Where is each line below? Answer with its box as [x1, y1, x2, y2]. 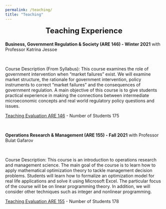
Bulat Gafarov [5, 137, 33, 143]
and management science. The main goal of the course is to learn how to [5, 162, 156, 168]
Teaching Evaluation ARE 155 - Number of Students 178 [5, 198, 119, 204]
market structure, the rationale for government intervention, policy [5, 76, 141, 82]
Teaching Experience [45, 25, 122, 35]
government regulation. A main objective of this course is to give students [5, 87, 157, 93]
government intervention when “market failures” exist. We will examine [5, 71, 151, 77]
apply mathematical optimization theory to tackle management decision [5, 167, 152, 173]
